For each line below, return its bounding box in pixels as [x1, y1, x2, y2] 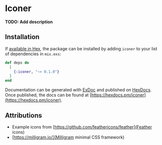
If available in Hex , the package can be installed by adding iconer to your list [5, 45, 158, 51]
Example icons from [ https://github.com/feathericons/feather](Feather [12, 124, 152, 130]
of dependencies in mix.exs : [5, 51, 61, 57]
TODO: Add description [5, 19, 53, 25]
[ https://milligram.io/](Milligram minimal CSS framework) [12, 134, 125, 140]
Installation [5, 33, 40, 41]
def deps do [5, 60, 29, 65]
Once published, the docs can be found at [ [5, 92, 92, 98]
